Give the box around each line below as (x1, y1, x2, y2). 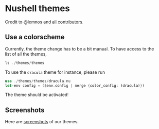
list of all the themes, (5, 51, 47, 57)
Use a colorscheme (5, 33, 65, 41)
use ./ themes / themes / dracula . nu (5, 79, 71, 83)
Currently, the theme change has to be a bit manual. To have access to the (5, 46, 154, 51)
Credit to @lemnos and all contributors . (5, 19, 84, 25)
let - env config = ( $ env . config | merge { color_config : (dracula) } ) (5, 83, 145, 88)
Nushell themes (5, 3, 70, 14)
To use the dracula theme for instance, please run (5, 69, 106, 75)
